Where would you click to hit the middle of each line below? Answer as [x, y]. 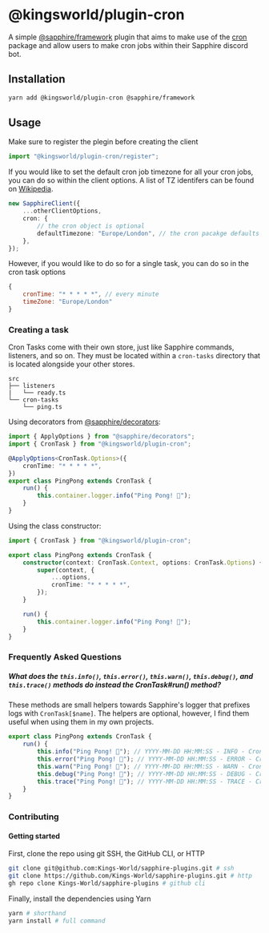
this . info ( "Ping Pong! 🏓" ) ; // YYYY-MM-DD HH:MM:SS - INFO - [141, 752]
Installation [37, 79]
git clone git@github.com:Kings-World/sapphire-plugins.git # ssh [121, 868]
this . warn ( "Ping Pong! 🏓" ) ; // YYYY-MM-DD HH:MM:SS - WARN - [141, 766]
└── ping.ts [42, 407]
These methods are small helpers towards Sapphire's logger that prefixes [129, 705]
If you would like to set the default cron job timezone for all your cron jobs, [131, 172]
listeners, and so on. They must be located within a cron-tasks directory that [134, 356]
